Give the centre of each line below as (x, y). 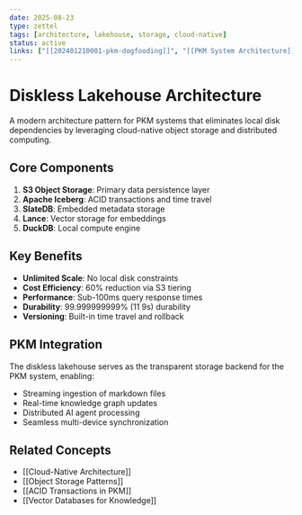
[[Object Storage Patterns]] (73, 482)
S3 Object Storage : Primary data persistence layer (116, 189)
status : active (38, 43)
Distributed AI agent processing (81, 412)
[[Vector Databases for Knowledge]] (89, 501)
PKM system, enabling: (52, 375)
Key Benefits (46, 256)
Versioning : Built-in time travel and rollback (103, 316)
